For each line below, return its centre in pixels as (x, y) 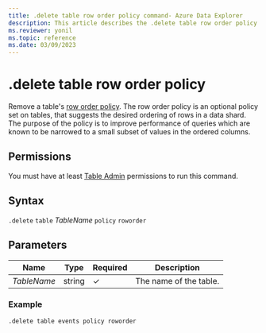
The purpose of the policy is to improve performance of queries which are (129, 123)
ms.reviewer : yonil (40, 30)
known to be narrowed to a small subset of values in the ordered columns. (129, 132)
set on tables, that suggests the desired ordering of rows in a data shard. (127, 115)
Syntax (26, 201)
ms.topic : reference (42, 38)
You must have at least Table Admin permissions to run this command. (123, 176)
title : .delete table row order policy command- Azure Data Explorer (126, 15)
